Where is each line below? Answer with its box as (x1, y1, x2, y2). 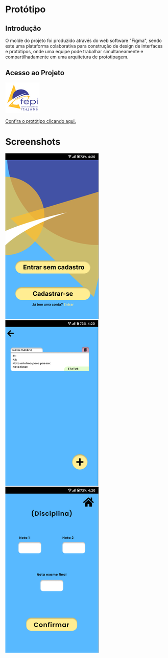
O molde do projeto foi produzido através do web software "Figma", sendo (5, 37, 162, 43)
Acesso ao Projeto (5, 69, 65, 77)
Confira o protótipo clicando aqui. (5, 118, 76, 124)
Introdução (5, 24, 41, 33)
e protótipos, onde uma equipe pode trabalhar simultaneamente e (5, 49, 143, 54)
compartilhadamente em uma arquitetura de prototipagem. (5, 54, 129, 60)
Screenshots (5, 136, 61, 147)
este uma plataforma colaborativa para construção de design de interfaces (5, 43, 163, 49)
